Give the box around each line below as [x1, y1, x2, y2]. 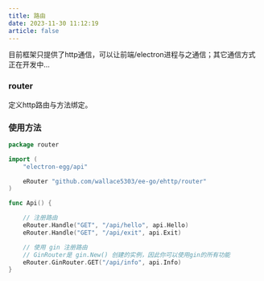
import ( [8, 155, 38, 163]
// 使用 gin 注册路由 [23, 243, 89, 251]
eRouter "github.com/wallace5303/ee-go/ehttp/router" [23, 177, 207, 185]
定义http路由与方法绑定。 [8, 100, 93, 110]
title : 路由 [8, 11, 46, 20]
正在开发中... [8, 60, 51, 69]
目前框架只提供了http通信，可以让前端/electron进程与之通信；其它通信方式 [8, 50, 256, 60]
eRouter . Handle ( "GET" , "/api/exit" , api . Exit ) [23, 229, 182, 237]
